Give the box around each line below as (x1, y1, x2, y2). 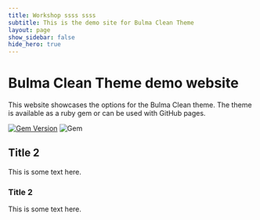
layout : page (8, 26, 51, 34)
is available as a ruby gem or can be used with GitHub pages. (8, 109, 206, 118)
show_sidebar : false (8, 33, 76, 41)
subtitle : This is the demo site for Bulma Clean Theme (8, 19, 194, 27)
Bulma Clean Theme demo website (8, 74, 239, 92)
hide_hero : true (8, 41, 61, 49)
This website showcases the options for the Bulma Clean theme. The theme (8, 100, 252, 110)
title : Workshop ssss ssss (8, 11, 96, 20)
